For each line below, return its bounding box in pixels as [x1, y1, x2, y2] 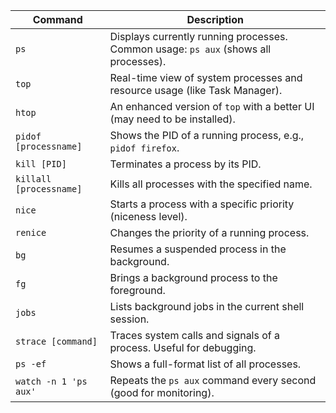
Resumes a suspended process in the [109, 242, 287, 256]
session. [109, 312, 150, 326]
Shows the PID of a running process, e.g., [109, 129, 305, 142]
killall [15, 174, 52, 184]
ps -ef [15, 359, 47, 369]
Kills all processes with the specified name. [109, 177, 313, 191]
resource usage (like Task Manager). [109, 84, 283, 97]
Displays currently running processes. [109, 30, 288, 43]
